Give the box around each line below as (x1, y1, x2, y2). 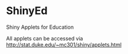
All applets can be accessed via (6, 35, 84, 42)
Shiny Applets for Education (6, 23, 74, 31)
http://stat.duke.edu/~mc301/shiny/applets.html (6, 41, 122, 48)
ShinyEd (6, 4, 48, 18)
